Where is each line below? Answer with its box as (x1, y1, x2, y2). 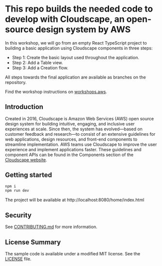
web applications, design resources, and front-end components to (5, 136, 137, 142)
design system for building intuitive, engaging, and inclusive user (5, 121, 135, 126)
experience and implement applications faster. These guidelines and (5, 146, 142, 152)
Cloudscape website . (5, 156, 48, 163)
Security (5, 211, 32, 219)
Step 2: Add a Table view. (12, 60, 63, 65)
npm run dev (5, 188, 29, 193)
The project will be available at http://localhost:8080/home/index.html (5, 197, 145, 203)
